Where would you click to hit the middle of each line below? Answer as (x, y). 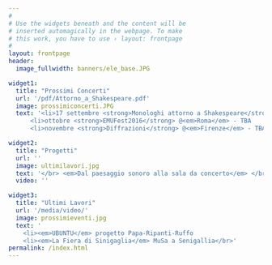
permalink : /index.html (49, 248)
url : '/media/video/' (52, 211)
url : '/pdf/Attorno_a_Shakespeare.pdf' (83, 98)
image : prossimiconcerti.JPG (65, 106)
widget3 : (23, 195)
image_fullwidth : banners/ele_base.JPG (83, 69)
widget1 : (23, 83)
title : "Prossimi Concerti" (63, 91)
